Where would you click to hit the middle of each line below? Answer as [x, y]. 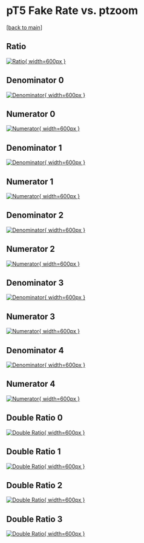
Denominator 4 [35, 350]
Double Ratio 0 [34, 418]
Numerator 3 [31, 316]
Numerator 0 [31, 114]
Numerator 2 [31, 249]
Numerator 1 [30, 182]
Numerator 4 [31, 384]
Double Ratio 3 [34, 519]
